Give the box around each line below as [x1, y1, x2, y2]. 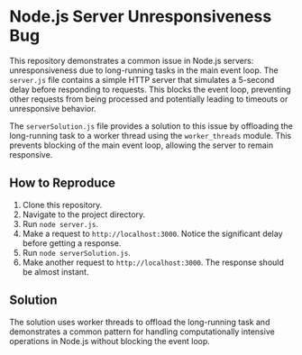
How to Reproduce [9, 176, 115, 191]
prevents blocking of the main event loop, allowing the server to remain [9, 140, 274, 150]
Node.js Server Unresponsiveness [9, 6, 272, 27]
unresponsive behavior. [9, 103, 96, 114]
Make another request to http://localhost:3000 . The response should [22, 257, 284, 268]
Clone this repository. [22, 199, 103, 210]
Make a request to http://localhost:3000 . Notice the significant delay [22, 228, 283, 239]
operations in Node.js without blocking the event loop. [9, 335, 210, 346]
